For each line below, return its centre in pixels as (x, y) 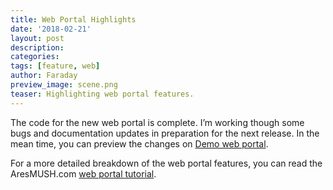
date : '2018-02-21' (51, 29)
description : (37, 47)
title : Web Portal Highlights (73, 19)
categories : (35, 57)
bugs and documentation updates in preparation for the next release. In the (165, 133)
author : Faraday (44, 76)
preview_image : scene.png (64, 85)
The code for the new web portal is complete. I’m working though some (157, 122)
